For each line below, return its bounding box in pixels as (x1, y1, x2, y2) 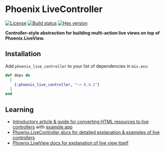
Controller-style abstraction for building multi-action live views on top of (5, 30, 160, 36)
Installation (5, 50, 41, 58)
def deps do (5, 73, 30, 78)
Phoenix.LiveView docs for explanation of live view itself (12, 139, 129, 146)
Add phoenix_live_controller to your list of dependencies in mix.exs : (5, 63, 149, 69)
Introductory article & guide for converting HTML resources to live (12, 118, 149, 124)
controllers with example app (12, 124, 73, 130)
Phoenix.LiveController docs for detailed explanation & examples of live (12, 129, 160, 135)
